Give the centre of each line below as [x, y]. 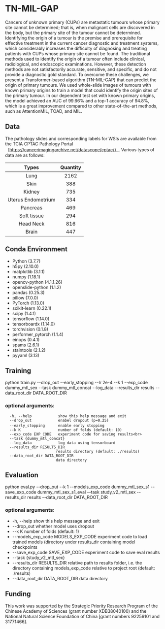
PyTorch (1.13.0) [28, 303]
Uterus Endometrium [32, 199]
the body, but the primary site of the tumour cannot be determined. [73, 33]
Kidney [32, 192]
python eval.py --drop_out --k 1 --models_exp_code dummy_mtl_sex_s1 [77, 487]
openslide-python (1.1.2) [37, 287]
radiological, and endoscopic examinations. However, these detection [76, 64]
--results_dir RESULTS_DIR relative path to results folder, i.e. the [77, 563]
